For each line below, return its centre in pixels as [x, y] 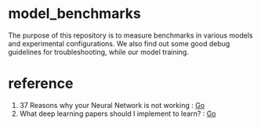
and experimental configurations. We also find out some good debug [119, 43]
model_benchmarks [74, 14]
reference [41, 84]
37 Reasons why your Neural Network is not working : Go [112, 105]
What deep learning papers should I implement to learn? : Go [118, 113]
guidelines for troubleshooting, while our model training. [99, 52]
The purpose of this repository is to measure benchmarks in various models [130, 35]
